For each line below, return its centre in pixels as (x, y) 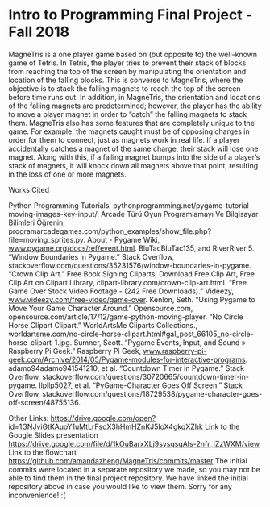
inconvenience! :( (37, 495)
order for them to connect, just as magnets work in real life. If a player (124, 139)
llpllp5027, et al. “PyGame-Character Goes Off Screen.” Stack (141, 385)
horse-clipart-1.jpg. (40, 342)
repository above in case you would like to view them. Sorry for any (120, 486)
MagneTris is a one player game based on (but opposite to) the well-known (133, 54)
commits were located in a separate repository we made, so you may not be (134, 469)
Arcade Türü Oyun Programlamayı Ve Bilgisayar (179, 214)
